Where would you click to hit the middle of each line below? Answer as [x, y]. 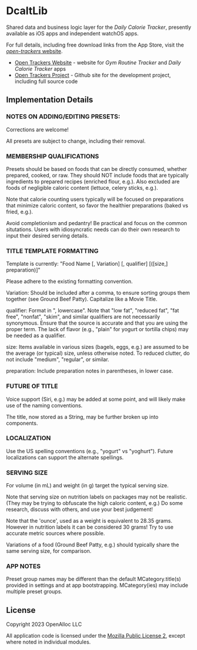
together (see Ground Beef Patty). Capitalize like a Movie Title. [82, 299]
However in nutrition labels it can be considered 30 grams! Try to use [90, 527]
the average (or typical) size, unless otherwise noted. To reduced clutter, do [98, 353]
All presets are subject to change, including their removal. [76, 141]
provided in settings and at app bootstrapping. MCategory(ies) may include [97, 585]
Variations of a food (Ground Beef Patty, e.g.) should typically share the [93, 545]
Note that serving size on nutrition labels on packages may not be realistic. [96, 497]
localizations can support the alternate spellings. [65, 457]
